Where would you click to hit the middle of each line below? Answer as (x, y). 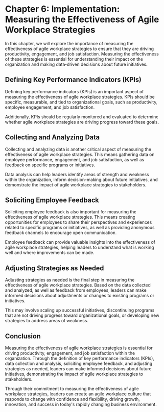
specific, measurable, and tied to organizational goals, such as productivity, (81, 102)
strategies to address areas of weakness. (47, 321)
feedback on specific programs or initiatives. (50, 165)
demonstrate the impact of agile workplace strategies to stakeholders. (76, 184)
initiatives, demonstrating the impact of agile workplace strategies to (74, 374)
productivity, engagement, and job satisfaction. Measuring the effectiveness (82, 54)
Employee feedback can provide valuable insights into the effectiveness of (80, 242)
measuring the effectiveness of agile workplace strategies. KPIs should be (80, 97)
